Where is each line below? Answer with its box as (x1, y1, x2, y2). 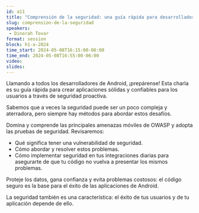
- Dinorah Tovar (8, 31, 49, 37)
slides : (6, 63, 25, 70)
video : (6, 58, 23, 64)
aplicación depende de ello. (6, 200, 74, 207)
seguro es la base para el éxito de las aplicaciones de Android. (6, 182, 159, 189)
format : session (6, 36, 46, 42)
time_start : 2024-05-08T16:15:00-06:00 (6, 47, 105, 53)
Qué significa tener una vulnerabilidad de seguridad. (14, 140, 143, 147)
